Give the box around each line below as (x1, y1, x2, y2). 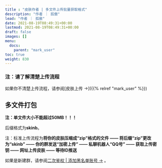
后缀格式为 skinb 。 (5, 125, 42, 131)
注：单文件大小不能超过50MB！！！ (5, 115, 77, 121)
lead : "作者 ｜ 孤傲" (5, 16, 45, 21)
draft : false (5, 30, 31, 34)
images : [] (5, 34, 27, 39)
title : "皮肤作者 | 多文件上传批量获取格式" (5, 7, 88, 12)
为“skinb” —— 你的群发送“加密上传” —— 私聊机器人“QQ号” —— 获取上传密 (5, 141, 157, 147)
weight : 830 (5, 57, 29, 61)
